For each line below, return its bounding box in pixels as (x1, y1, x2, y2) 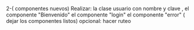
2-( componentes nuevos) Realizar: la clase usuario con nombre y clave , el (6, 5, 189, 12)
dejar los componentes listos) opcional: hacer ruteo (6, 18, 131, 24)
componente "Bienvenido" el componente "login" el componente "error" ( (6, 11, 185, 18)
